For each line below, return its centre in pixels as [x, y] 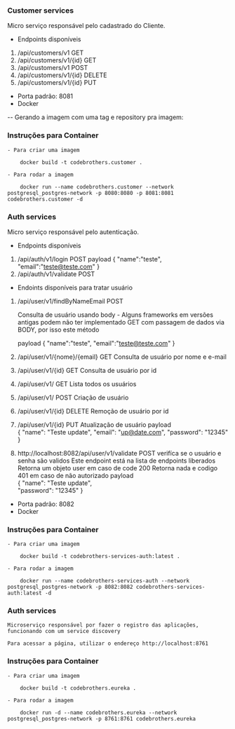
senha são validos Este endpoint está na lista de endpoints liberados [116, 461]
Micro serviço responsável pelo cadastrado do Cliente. [86, 26]
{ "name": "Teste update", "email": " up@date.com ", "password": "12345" [123, 432]
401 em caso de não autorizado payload [75, 475]
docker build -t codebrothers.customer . [81, 162]
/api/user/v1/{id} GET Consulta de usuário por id [87, 370]
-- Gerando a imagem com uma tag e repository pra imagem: [95, 117]
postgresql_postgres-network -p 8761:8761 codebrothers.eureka [102, 718]
